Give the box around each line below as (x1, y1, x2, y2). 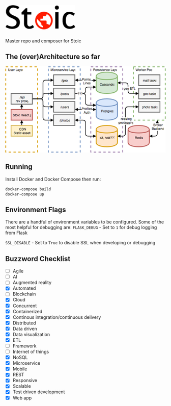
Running (5, 163, 33, 171)
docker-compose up (5, 191, 44, 197)
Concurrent (12, 302, 37, 309)
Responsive (12, 377, 37, 384)
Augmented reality (12, 280, 52, 286)
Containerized (12, 308, 43, 314)
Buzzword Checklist (5, 255, 71, 263)
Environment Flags (5, 205, 66, 214)
